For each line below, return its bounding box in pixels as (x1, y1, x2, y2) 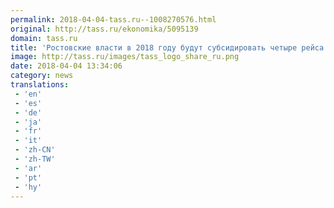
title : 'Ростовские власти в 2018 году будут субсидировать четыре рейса (10, 42, 325, 53)
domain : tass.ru (10, 33, 78, 43)
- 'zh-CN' (14, 145, 56, 155)
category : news (10, 71, 74, 81)
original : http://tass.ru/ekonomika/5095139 (10, 24, 199, 34)
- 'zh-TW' (14, 154, 56, 164)
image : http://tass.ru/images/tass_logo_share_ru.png (10, 52, 240, 62)
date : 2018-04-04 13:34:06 (10, 61, 123, 71)
